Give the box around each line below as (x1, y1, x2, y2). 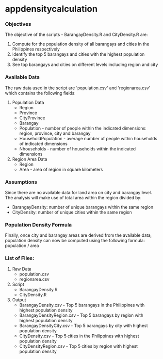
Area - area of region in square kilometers (19, 166, 103, 172)
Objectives (5, 21, 32, 28)
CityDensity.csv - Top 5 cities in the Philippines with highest (19, 333, 139, 339)
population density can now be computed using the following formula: (5, 238, 145, 244)
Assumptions (5, 179, 37, 185)
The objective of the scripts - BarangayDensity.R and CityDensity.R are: (5, 32, 148, 37)
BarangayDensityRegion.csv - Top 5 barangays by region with (19, 312, 144, 318)
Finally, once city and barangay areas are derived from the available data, (5, 232, 152, 238)
